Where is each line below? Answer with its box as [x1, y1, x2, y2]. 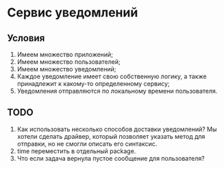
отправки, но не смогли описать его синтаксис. [16, 139, 158, 148]
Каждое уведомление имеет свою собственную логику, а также [16, 72, 207, 80]
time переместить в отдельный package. [16, 146, 136, 155]
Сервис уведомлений [7, 5, 138, 21]
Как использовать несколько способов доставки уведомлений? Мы [16, 125, 217, 133]
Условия [7, 32, 45, 44]
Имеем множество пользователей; [16, 58, 121, 66]
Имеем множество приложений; [16, 50, 113, 58]
